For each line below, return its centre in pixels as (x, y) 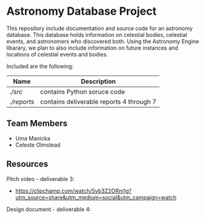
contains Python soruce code (83, 91)
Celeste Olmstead (38, 145)
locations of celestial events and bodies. (57, 54)
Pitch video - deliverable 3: (41, 179)
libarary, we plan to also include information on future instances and (92, 48)
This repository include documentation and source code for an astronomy (100, 28)
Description (98, 81)
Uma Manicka (33, 138)
